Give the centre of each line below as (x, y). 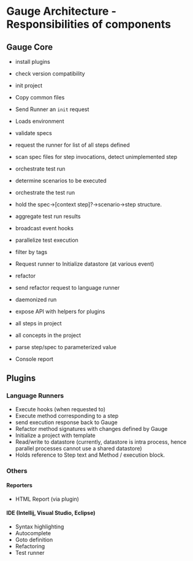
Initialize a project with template (55, 435)
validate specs (33, 133)
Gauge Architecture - (61, 11)
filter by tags (31, 252)
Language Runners (35, 396)
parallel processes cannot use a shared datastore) (78, 448)
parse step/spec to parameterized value (66, 347)
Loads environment (40, 121)
